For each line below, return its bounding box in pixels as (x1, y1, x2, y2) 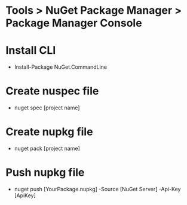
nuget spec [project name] (14, 104, 80, 111)
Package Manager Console (5, 16, 142, 30)
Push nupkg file (5, 166, 85, 179)
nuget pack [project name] (14, 145, 80, 152)
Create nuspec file (5, 84, 99, 98)
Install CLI (5, 44, 56, 57)
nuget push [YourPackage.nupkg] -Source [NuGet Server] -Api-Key (14, 185, 181, 192)
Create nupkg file (5, 125, 93, 139)
